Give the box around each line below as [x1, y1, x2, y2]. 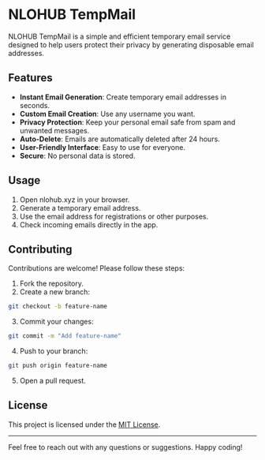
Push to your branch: [19, 346, 88, 356]
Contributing [8, 242, 73, 256]
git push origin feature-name [8, 361, 108, 370]
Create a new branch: [19, 287, 91, 297]
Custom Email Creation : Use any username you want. [19, 109, 196, 118]
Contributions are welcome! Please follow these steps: [8, 264, 185, 273]
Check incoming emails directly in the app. [19, 219, 159, 230]
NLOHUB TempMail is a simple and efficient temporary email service [8, 32, 231, 41]
